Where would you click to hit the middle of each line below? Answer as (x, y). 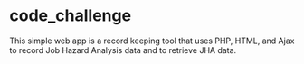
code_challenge (71, 16)
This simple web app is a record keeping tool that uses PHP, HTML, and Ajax (152, 41)
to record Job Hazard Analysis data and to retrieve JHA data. (123, 50)
